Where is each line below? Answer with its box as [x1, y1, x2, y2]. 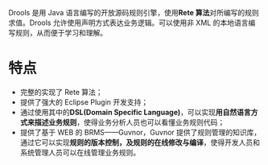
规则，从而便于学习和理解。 [14, 28, 107, 37]
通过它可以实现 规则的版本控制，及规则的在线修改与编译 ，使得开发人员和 [19, 137, 260, 147]
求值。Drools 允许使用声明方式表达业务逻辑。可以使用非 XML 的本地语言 [8, 18, 249, 27]
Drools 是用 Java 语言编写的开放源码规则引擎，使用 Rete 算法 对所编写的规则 [8, 8, 259, 17]
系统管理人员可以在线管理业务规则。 [19, 147, 141, 157]
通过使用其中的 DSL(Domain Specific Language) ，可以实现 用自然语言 [19, 107, 251, 117]
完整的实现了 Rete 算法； [19, 87, 103, 97]
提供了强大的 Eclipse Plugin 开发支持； [19, 97, 149, 107]
